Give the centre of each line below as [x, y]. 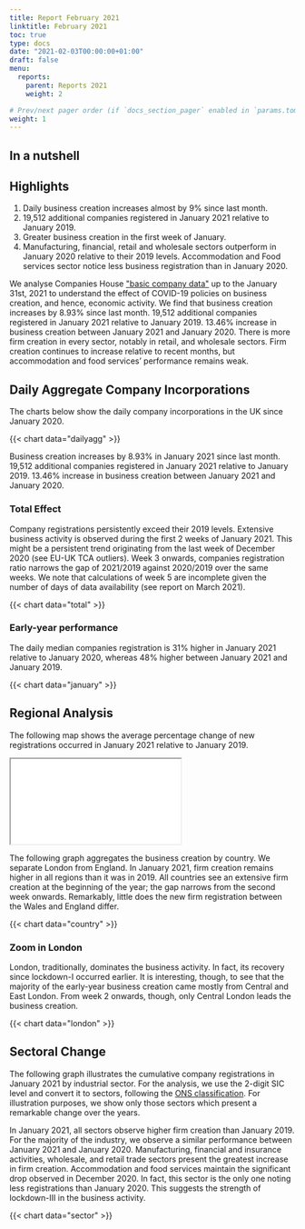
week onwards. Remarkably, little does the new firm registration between [146, 896]
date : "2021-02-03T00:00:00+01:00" [77, 52]
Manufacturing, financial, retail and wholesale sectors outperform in [149, 247]
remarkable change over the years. [75, 1112]
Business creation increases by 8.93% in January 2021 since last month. [145, 456]
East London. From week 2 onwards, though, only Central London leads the [151, 995]
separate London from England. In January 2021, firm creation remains [142, 867]
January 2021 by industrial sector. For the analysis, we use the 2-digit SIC [147, 1084]
